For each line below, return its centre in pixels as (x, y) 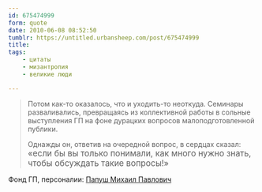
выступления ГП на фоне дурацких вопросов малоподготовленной (141, 120)
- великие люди (47, 74)
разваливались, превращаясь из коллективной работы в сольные (139, 112)
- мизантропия (45, 67)
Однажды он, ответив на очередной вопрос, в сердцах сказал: (134, 144)
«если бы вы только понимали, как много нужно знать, (139, 153)
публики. (43, 129)
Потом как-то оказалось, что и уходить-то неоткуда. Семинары (135, 104)
